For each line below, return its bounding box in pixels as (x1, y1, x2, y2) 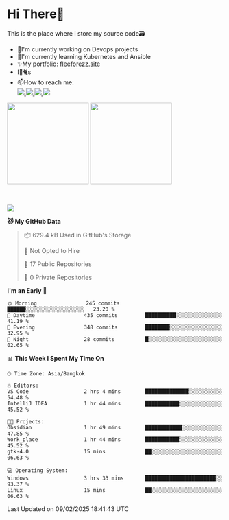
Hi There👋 (7, 6, 65, 22)
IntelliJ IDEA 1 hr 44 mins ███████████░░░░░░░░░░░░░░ (7, 400, 223, 407)
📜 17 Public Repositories (23, 260, 92, 268)
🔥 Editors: (7, 382, 39, 389)
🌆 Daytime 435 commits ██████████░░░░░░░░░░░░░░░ (7, 311, 223, 318)
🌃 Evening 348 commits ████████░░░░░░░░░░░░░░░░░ (7, 324, 223, 331)
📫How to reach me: (16, 78, 74, 86)
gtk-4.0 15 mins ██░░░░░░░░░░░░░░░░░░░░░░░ (7, 448, 223, 455)
